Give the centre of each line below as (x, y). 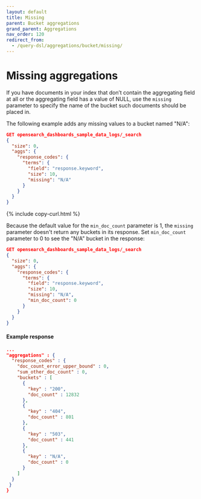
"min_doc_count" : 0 (53, 301)
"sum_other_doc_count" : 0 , (52, 372)
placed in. (19, 112)
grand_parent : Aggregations (42, 29)
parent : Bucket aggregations (43, 23)
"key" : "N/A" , (47, 457)
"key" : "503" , (47, 434)
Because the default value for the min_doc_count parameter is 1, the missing (100, 226)
